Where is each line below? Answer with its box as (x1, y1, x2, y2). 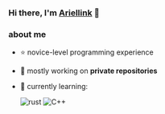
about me (8, 28, 47, 39)
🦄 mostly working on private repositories (19, 66, 158, 75)
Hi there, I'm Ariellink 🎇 (8, 7, 101, 18)
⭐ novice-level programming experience (19, 47, 155, 57)
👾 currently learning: (19, 82, 89, 92)
